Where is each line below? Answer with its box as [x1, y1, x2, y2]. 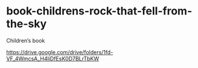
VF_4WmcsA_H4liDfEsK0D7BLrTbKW [6, 55, 100, 62]
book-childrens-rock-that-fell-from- [6, 4, 193, 18]
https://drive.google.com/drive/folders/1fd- [6, 48, 113, 55]
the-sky [6, 17, 47, 31]
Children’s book [6, 37, 45, 44]
